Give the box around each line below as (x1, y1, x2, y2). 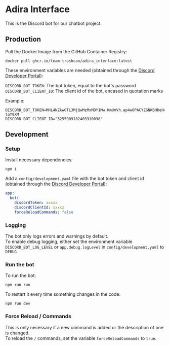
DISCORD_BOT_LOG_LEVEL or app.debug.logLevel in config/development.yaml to (5, 244, 164, 250)
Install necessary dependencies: (5, 157, 73, 163)
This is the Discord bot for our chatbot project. (5, 20, 102, 26)
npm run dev (5, 301, 30, 306)
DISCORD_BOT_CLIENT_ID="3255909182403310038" (5, 116, 103, 121)
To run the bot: (5, 272, 36, 279)
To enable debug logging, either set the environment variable (5, 238, 133, 245)
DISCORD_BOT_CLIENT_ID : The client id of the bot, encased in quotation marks (5, 88, 163, 94)
